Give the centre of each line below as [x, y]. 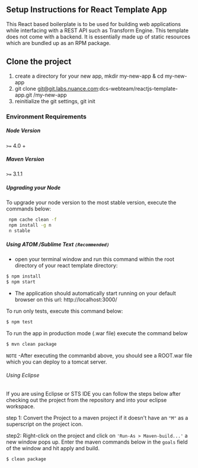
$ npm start [21, 282]
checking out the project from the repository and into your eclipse [87, 400]
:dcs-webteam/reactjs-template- [138, 88]
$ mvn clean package [32, 344]
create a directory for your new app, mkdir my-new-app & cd [89, 76]
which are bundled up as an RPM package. [58, 43]
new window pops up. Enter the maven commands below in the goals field [97, 442]
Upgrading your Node [33, 188]
